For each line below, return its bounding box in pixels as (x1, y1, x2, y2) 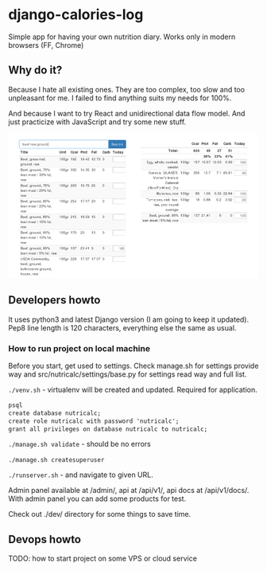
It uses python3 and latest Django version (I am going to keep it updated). (8, 315, 250, 324)
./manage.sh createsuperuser (8, 456, 105, 464)
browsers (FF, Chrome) (8, 40, 84, 49)
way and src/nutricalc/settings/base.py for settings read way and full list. (8, 370, 247, 379)
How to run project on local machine (8, 342, 151, 354)
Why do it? (8, 64, 63, 77)
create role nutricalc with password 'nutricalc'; (8, 417, 180, 425)
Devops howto (8, 532, 82, 546)
